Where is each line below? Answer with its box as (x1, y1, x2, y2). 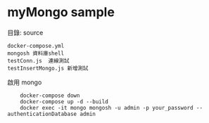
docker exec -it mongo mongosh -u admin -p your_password (20, 104, 194, 111)
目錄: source (7, 28, 44, 37)
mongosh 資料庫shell (7, 50, 65, 57)
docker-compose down (20, 92, 80, 99)
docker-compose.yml (7, 42, 65, 49)
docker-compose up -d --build (20, 98, 109, 105)
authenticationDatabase (7, 110, 77, 117)
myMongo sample (7, 4, 115, 20)
